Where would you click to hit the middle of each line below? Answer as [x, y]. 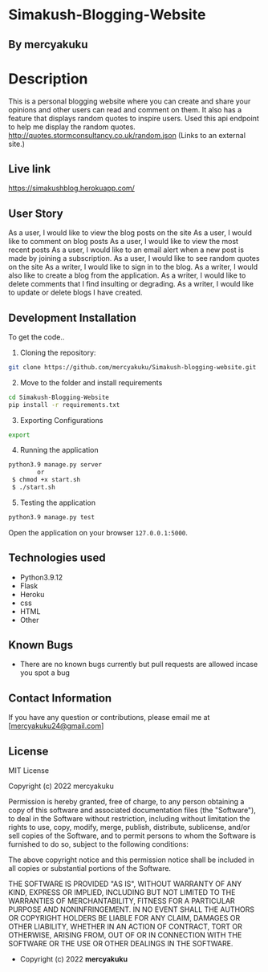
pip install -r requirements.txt [64, 405]
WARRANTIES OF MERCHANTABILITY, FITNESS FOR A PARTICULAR [122, 901]
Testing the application [58, 502]
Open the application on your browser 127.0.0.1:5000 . [98, 532]
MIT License [29, 771]
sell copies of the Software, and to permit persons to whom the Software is [132, 836]
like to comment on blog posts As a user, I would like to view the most [124, 242]
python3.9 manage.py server [55, 465]
